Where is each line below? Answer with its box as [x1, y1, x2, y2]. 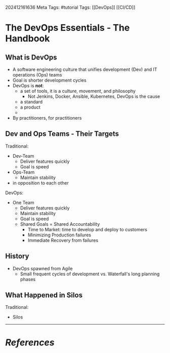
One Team [12, 199, 34, 205]
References [5, 337, 55, 348]
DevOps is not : [12, 83, 44, 88]
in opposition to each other [12, 180, 69, 186]
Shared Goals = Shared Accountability [20, 221, 100, 227]
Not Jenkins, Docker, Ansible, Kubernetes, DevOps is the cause [27, 93, 160, 99]
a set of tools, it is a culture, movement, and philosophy [20, 88, 136, 94]
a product [20, 104, 40, 110]
